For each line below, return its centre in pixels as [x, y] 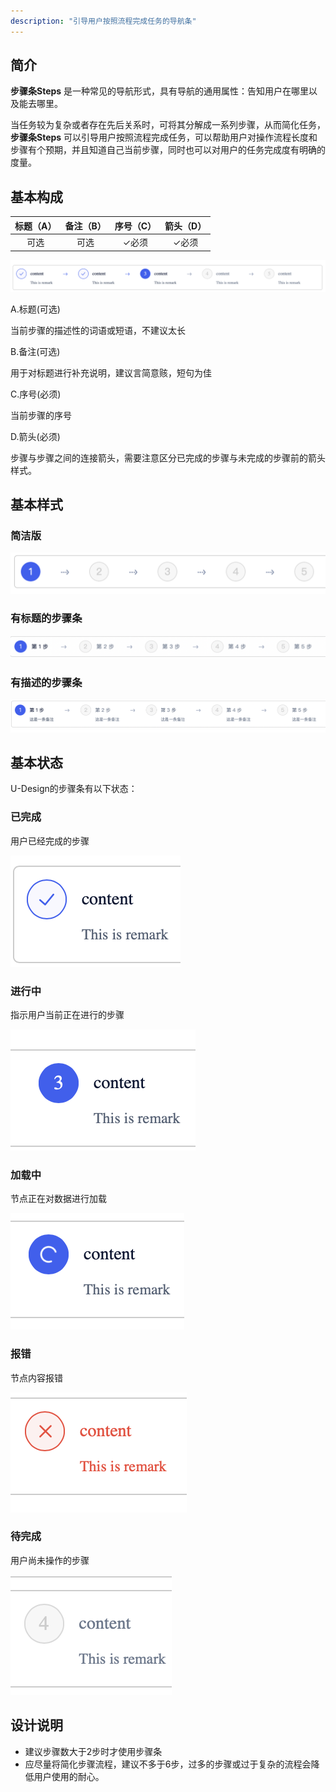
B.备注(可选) [35, 351]
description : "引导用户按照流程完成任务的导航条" [103, 21]
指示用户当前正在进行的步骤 [67, 1014]
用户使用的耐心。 [69, 1776]
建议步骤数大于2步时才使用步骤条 [93, 1751]
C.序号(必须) [36, 394]
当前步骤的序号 [41, 415]
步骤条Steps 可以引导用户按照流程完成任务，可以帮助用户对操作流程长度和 [164, 137]
